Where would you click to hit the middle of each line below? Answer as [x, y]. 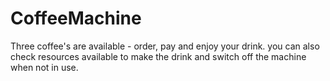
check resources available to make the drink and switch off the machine [158, 56]
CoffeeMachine [76, 18]
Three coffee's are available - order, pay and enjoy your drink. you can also [165, 46]
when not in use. [44, 67]
